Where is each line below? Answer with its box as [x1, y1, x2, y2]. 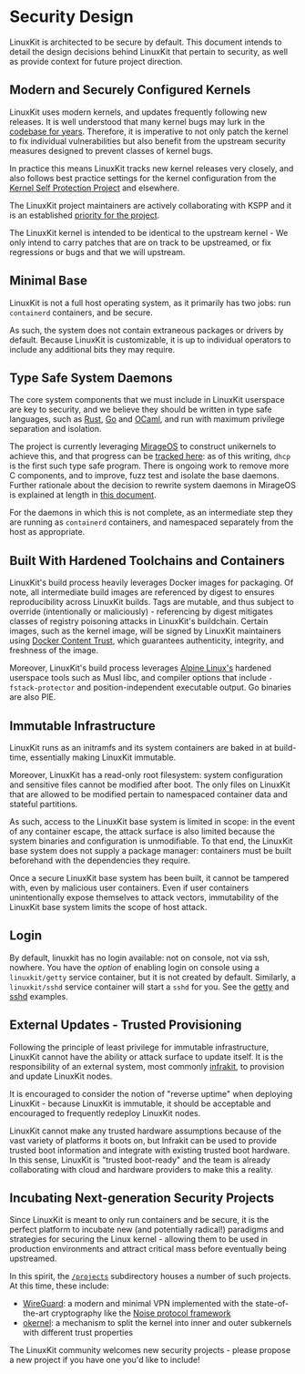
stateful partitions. [9, 799, 78, 809]
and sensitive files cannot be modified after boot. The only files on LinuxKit [9, 779, 291, 790]
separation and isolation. [9, 424, 102, 435]
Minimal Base [9, 273, 88, 289]
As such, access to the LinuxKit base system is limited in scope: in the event [9, 816, 296, 826]
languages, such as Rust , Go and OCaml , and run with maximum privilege [9, 414, 285, 425]
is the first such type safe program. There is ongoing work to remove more [9, 460, 290, 471]
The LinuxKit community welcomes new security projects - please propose [9, 1345, 291, 1356]
